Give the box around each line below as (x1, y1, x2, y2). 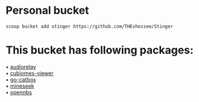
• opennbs (5, 88, 33, 96)
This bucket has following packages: (5, 43, 194, 57)
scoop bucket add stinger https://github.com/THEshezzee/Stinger (5, 23, 173, 29)
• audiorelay (5, 63, 37, 70)
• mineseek (5, 82, 34, 89)
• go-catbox (5, 76, 37, 83)
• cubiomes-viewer (5, 70, 54, 77)
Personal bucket (5, 4, 89, 17)
